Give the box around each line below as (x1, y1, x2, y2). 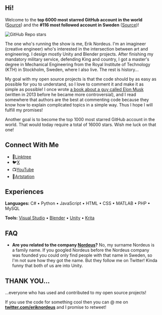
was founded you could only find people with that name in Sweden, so (12, 252, 152, 258)
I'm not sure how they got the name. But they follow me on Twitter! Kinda (12, 258, 158, 263)
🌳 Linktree (12, 154, 31, 159)
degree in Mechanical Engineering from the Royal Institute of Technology (5, 61, 151, 67)
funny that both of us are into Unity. (12, 262, 83, 269)
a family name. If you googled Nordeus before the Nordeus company (12, 247, 149, 253)
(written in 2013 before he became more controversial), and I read (5, 91, 136, 97)
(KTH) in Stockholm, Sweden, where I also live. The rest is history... (5, 67, 139, 72)
